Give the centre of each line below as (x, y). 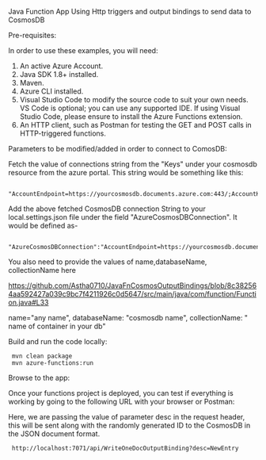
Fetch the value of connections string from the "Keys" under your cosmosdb (133, 164)
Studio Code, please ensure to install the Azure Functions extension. (131, 117)
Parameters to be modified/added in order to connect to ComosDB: (118, 149)
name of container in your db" (57, 326)
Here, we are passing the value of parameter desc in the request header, (127, 417)
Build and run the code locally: (58, 341)
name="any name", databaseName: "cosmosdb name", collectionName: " (128, 318)
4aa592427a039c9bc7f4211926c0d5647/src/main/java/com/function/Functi (133, 294)
